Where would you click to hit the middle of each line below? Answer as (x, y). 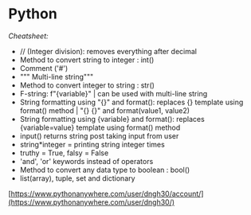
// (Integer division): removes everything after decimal (108, 51)
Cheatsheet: (29, 36)
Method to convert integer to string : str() (87, 85)
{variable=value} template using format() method (100, 127)
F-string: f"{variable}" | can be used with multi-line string (114, 93)
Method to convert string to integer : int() (87, 60)
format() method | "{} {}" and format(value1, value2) (104, 110)
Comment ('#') (44, 68)
